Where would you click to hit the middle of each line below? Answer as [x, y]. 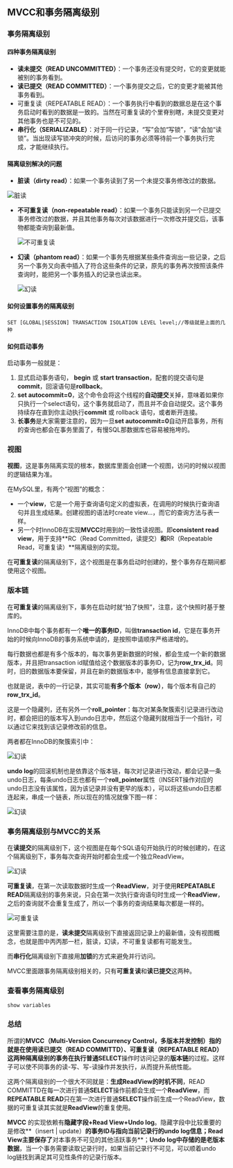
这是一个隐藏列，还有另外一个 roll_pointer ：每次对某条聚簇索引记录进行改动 [115, 709]
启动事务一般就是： [35, 363]
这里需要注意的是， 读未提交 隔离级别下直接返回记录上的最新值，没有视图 [110, 933]
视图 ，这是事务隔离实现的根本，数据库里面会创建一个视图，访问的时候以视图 [116, 466]
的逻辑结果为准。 [32, 475]
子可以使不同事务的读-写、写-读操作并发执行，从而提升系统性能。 [101, 1067]
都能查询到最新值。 [51, 227]
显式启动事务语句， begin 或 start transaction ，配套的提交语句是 [111, 378]
